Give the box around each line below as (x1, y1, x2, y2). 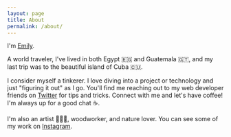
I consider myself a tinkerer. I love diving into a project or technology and (7, 76, 214, 85)
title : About (7, 17, 45, 23)
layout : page (7, 10, 45, 17)
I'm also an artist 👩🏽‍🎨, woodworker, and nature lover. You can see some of (7, 115, 219, 123)
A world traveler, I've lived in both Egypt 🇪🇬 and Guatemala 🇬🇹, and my (7, 55, 213, 63)
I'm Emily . (7, 42, 34, 50)
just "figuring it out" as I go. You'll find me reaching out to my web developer (7, 84, 224, 92)
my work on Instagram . (7, 122, 73, 131)
